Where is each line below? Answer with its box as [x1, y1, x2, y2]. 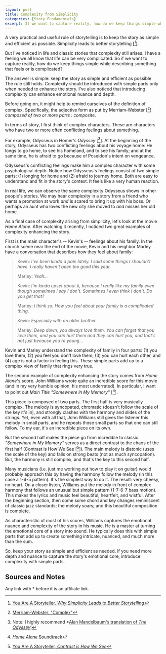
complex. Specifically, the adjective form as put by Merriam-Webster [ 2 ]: [5, 106, 153, 113]
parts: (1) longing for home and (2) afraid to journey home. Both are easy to [5, 173, 158, 179]
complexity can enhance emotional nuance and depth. [5, 91, 116, 97]
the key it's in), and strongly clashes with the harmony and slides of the [5, 409, 150, 415]
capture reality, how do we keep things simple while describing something [5, 60, 156, 67]
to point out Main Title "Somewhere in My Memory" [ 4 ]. [5, 388, 118, 395]
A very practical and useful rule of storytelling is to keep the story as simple [5, 35, 159, 40]
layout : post [5, 7, 32, 12]
